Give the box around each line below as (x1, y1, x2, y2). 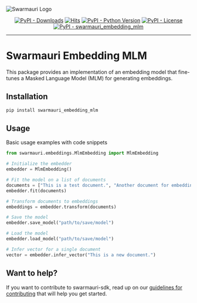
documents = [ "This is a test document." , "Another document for (6, 182, 169, 188)
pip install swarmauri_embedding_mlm (6, 107, 98, 113)
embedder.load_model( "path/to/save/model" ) (6, 236, 114, 242)
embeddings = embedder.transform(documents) (6, 204, 117, 210)
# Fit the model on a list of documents (6, 177, 107, 183)
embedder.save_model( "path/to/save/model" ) (6, 220, 114, 226)
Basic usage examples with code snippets (6, 139, 107, 146)
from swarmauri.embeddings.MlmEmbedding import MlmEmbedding (6, 150, 159, 156)
